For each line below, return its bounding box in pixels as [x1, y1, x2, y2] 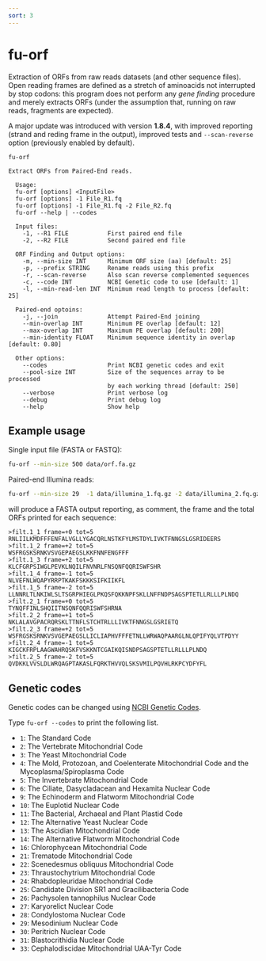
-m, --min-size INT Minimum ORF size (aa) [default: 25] [22, 257, 232, 265]
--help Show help [22, 402, 140, 410]
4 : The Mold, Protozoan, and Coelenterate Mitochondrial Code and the [19, 758, 249, 768]
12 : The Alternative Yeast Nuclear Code [19, 817, 149, 826]
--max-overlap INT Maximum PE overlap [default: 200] [22, 326, 225, 334]
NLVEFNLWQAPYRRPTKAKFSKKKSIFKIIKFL [8, 577, 126, 585]
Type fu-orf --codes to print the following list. [8, 718, 159, 727]
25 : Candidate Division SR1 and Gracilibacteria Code [19, 884, 189, 894]
